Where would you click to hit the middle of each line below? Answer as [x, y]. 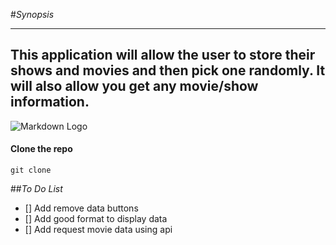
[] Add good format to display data [96, 219]
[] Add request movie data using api [98, 230]
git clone [31, 170]
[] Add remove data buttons [81, 208]
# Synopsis [32, 14]
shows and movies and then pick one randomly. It [168, 70]
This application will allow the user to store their [163, 55]
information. [50, 102]
